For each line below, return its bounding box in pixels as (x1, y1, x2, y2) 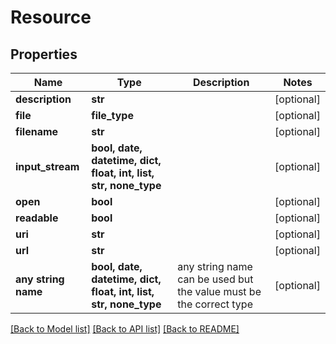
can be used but (177, 272, 254, 286)
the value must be (177, 285, 262, 298)
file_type (91, 109, 134, 122)
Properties (10, 46, 78, 63)
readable (15, 211, 59, 225)
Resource (10, 6, 92, 29)
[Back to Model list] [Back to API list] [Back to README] (10, 323, 240, 335)
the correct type (177, 297, 253, 311)
